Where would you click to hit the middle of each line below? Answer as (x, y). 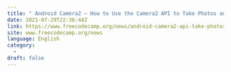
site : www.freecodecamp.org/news (55, 33)
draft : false (26, 58)
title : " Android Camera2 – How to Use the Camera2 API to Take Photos (112, 13)
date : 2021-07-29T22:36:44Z (47, 20)
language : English (33, 39)
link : (15, 26)
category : (21, 45)
